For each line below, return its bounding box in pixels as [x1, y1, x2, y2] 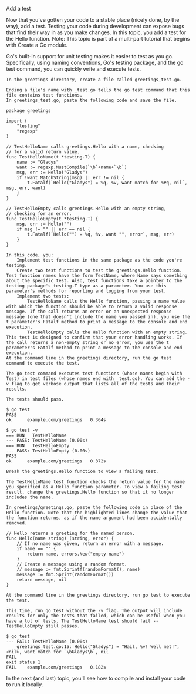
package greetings [6, 108, 51, 114]
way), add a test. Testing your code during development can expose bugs [6, 23, 185, 29]
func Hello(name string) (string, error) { [6, 536, 114, 541]
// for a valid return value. [6, 149, 80, 155]
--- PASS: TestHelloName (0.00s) [6, 438, 88, 444]
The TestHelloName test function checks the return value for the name [6, 479, 185, 485]
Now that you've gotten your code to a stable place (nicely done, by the [6, 16, 180, 23]
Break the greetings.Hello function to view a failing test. [6, 468, 159, 474]
